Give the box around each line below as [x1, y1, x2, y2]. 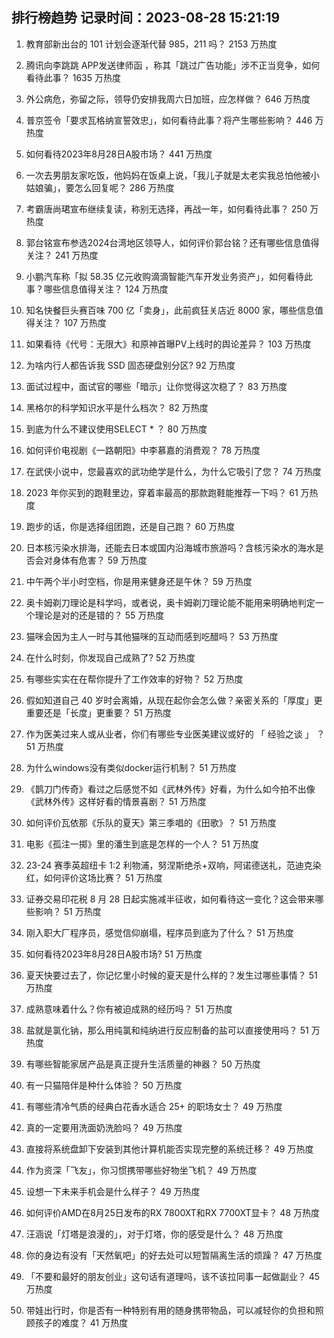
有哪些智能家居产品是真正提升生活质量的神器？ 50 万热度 [25, 1058, 261, 1070]
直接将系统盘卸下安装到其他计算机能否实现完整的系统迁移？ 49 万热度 [25, 1143, 314, 1155]
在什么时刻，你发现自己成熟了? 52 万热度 [25, 651, 196, 663]
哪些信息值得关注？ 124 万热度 [43, 283, 169, 295]
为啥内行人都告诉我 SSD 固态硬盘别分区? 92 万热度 [25, 359, 236, 371]
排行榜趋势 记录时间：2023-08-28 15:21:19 [11, 9, 281, 27]
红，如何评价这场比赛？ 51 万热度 [25, 871, 163, 883]
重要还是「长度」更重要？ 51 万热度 [25, 706, 172, 718]
